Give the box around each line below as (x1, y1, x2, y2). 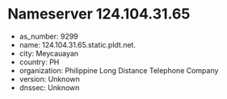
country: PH (19, 57, 60, 67)
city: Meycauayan (19, 48, 78, 58)
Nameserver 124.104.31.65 (7, 5, 191, 23)
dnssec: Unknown (19, 82, 80, 93)
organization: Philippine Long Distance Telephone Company (19, 65, 219, 75)
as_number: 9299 (19, 31, 78, 41)
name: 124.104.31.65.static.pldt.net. (19, 39, 137, 49)
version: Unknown (19, 74, 80, 84)
